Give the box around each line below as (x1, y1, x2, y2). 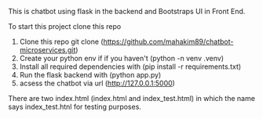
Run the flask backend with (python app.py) (19, 70, 162, 79)
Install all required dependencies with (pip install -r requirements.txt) (19, 62, 242, 71)
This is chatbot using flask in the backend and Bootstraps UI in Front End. (8, 7, 246, 16)
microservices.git (19, 45, 76, 54)
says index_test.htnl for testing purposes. (8, 102, 141, 111)
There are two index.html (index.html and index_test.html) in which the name (8, 94, 255, 103)
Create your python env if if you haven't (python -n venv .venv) (19, 54, 225, 63)
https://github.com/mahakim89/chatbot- (103, 37, 234, 46)
